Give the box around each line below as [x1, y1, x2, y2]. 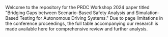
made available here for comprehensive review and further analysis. [5, 26, 148, 32]
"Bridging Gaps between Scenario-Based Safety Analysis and [5, 10, 135, 16]
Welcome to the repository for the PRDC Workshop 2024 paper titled [5, 5, 150, 10]
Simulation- [135, 10, 160, 16]
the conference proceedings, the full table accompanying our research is [5, 20, 159, 26]
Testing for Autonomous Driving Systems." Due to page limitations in [19, 15, 163, 21]
